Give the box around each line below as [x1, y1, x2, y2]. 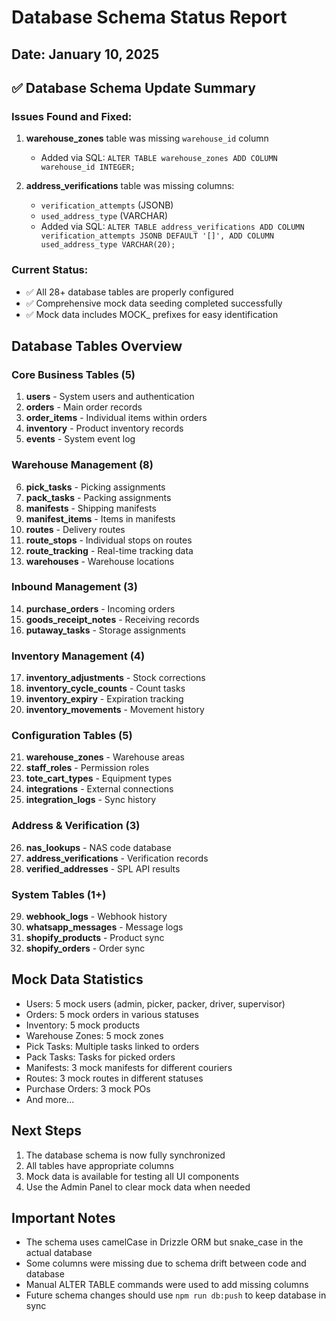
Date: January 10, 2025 [11, 46, 160, 63]
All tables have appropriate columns [25, 1159, 174, 1171]
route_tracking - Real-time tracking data [25, 544, 194, 556]
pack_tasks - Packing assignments [25, 491, 172, 503]
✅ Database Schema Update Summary [11, 79, 256, 96]
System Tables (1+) [11, 887, 107, 901]
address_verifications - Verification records [25, 852, 209, 864]
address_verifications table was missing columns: [25, 180, 235, 192]
